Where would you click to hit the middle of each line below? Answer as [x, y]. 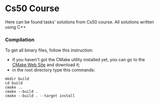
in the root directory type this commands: [54, 70]
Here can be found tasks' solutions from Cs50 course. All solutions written [79, 22]
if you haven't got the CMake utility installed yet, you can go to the [78, 60]
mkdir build [17, 79]
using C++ [16, 27]
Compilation [20, 39]
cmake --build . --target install [40, 96]
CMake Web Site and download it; [46, 65]
